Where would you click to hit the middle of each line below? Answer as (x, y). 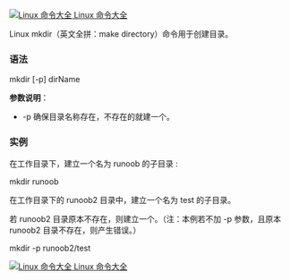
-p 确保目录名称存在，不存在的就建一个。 (98, 117)
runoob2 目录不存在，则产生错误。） (75, 230)
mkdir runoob (34, 181)
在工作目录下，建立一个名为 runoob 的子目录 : (94, 163)
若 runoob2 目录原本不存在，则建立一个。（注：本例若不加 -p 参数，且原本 (145, 218)
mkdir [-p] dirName (45, 80)
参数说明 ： (29, 98)
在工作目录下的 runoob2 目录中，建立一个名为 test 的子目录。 (123, 199)
